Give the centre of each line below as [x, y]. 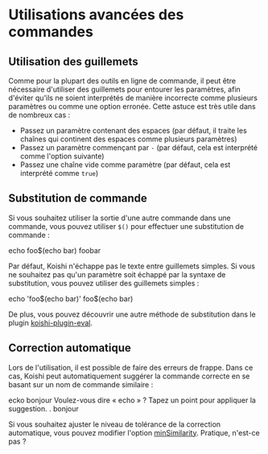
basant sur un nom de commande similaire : [81, 384]
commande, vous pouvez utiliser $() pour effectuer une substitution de [126, 226]
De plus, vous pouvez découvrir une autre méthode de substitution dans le [132, 314]
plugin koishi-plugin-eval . [51, 322]
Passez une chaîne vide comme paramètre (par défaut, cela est [125, 165]
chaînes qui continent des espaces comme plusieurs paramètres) [128, 139]
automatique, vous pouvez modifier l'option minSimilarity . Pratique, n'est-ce [134, 432]
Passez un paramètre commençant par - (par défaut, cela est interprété [139, 147]
